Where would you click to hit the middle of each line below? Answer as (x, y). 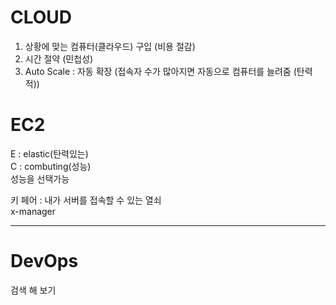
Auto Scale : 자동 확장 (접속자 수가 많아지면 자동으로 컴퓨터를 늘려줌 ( (160, 71)
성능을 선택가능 (40, 178)
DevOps (44, 261)
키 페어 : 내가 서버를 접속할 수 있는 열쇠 (86, 200)
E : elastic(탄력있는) (49, 153)
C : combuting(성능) (51, 166)
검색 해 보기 (33, 290)
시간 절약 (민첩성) (59, 58)
